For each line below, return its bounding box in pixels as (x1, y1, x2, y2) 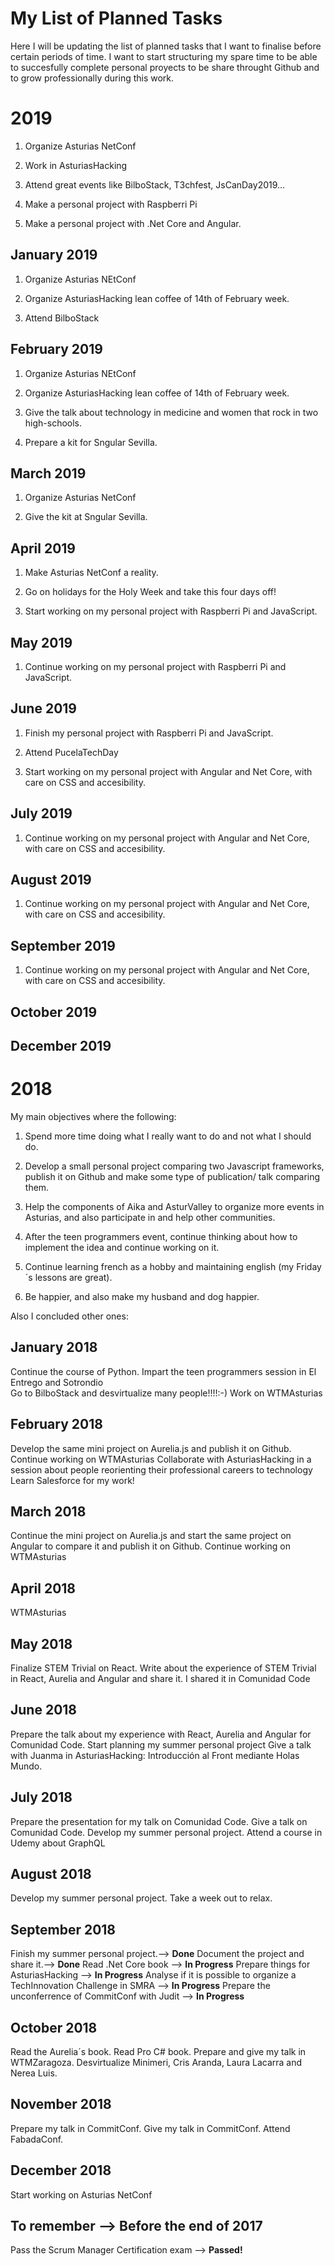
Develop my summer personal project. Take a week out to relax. (10, 1892, 273, 1904)
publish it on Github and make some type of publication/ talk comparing (24, 1170, 321, 1182)
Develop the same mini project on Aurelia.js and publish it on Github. (10, 1442, 292, 1454)
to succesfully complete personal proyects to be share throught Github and (10, 61, 320, 73)
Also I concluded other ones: (10, 1310, 129, 1322)
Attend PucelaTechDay (24, 746, 119, 758)
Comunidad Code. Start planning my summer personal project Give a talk (10, 1738, 312, 1751)
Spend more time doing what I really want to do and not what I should (24, 1130, 312, 1142)
